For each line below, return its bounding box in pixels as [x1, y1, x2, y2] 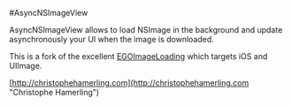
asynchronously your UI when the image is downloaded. [9, 34, 214, 44]
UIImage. [9, 61, 42, 71]
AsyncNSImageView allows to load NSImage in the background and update [9, 25, 283, 34]
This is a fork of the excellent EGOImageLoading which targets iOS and [9, 51, 268, 61]
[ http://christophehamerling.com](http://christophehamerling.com [9, 78, 250, 87]
